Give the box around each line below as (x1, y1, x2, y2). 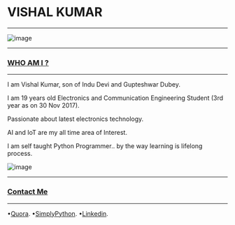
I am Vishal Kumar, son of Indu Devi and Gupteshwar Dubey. (7, 80, 180, 89)
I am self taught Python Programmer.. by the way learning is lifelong (7, 142, 203, 150)
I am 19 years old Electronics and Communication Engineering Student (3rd (7, 94, 224, 102)
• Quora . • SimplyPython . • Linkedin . (7, 209, 108, 217)
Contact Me (7, 187, 48, 196)
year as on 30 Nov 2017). (7, 101, 80, 110)
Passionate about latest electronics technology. (7, 115, 144, 123)
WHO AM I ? (7, 57, 49, 67)
